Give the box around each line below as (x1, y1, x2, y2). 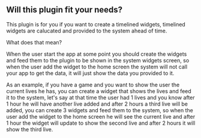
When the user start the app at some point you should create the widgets (6, 50, 187, 58)
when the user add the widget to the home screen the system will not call (6, 63, 188, 70)
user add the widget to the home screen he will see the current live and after (6, 113, 196, 120)
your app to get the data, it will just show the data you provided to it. (6, 69, 175, 77)
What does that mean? (6, 38, 62, 46)
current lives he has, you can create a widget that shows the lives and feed (6, 87, 192, 95)
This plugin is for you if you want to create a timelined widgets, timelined (6, 20, 186, 28)
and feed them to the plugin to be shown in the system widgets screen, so (6, 56, 190, 64)
